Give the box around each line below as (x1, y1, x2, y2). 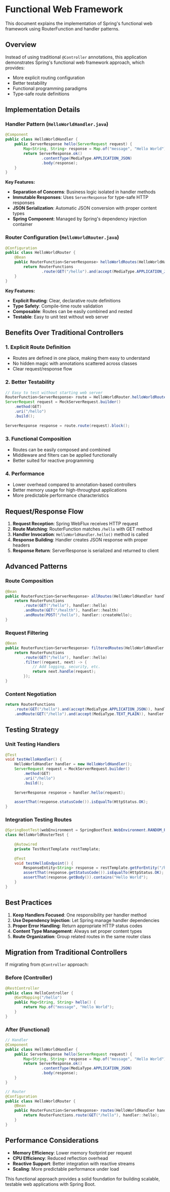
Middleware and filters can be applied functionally (12, 452, 117, 458)
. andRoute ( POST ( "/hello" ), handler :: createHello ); (23, 612, 133, 618)
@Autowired (14, 842, 37, 847)
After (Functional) (5, 1026, 50, 1033)
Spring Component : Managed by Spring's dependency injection (12, 216, 147, 222)
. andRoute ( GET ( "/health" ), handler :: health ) (23, 608, 119, 613)
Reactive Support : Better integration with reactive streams (12, 1161, 135, 1167)
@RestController (5, 985, 39, 991)
